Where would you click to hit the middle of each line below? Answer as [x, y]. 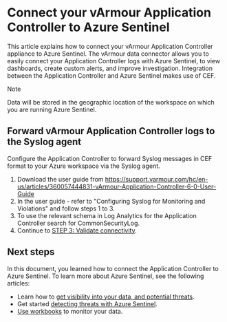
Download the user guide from [60, 179]
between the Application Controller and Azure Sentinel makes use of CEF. [111, 75]
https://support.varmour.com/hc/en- [156, 179]
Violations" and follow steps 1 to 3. [66, 208]
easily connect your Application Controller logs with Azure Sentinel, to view [114, 61]
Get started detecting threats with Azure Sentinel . [87, 303]
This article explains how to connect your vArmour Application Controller [110, 46]
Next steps [31, 252]
